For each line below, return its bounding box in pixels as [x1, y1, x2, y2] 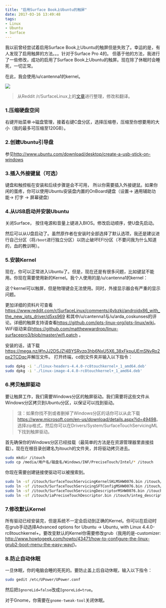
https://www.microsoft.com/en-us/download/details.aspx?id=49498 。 [17, 416, 161, 422]
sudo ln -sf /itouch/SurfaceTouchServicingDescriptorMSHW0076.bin [5, 488, 145, 494]
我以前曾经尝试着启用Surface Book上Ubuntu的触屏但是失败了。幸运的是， [5, 45, 156, 50]
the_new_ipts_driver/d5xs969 [5, 314, 65, 320]
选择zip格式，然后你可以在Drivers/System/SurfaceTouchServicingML [17, 422, 158, 428]
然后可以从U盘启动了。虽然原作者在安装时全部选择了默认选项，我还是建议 [5, 231, 156, 236]
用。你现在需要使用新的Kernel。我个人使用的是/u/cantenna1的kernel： [5, 275, 148, 281]
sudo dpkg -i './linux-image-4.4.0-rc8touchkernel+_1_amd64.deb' [5, 369, 142, 374]
